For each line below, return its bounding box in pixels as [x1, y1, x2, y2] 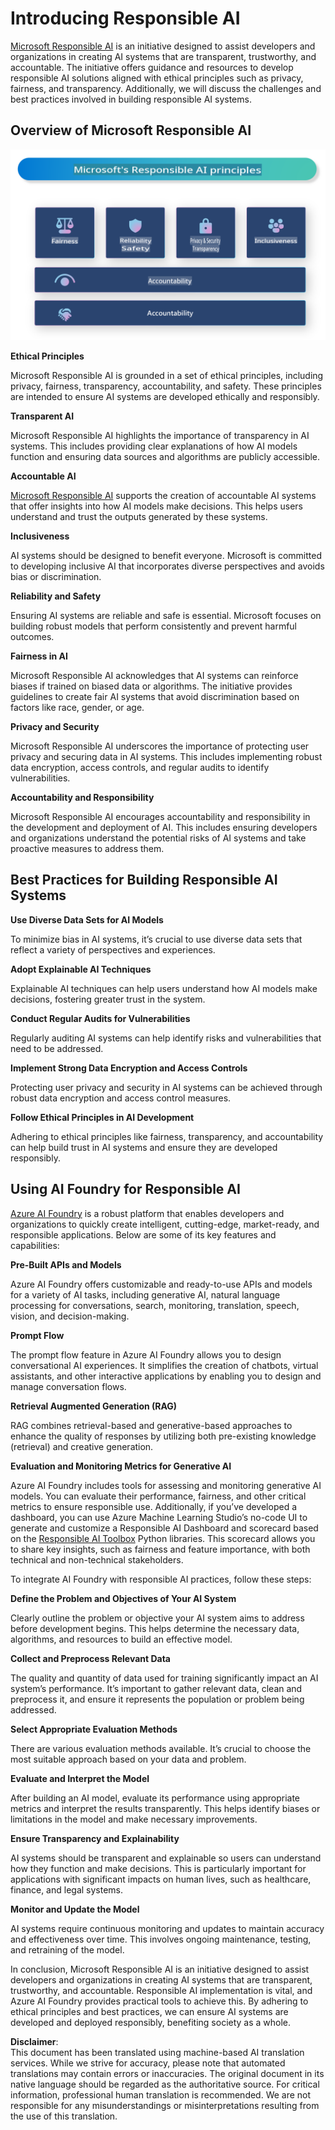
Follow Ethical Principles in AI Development [10, 1111, 195, 1123]
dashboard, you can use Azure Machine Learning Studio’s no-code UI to [10, 1511, 308, 1523]
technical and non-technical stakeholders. [10, 1553, 184, 1566]
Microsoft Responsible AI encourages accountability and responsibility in [10, 810, 311, 822]
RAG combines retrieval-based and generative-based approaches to [10, 1419, 293, 1431]
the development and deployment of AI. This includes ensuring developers [10, 821, 318, 833]
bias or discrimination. [10, 570, 102, 582]
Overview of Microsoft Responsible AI [10, 122, 252, 139]
